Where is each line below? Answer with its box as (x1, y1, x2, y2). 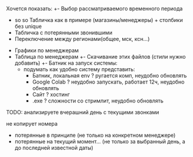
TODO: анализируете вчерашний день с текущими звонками (6, 109, 159, 116)
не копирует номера (6, 120, 58, 127)
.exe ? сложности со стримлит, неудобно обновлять (32, 97, 164, 104)
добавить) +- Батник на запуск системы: (14, 59, 118, 66)
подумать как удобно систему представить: (23, 66, 136, 73)
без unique (14, 23, 42, 30)
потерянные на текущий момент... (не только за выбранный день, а (14, 138, 186, 145)
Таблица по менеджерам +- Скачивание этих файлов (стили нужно (14, 53, 186, 60)
